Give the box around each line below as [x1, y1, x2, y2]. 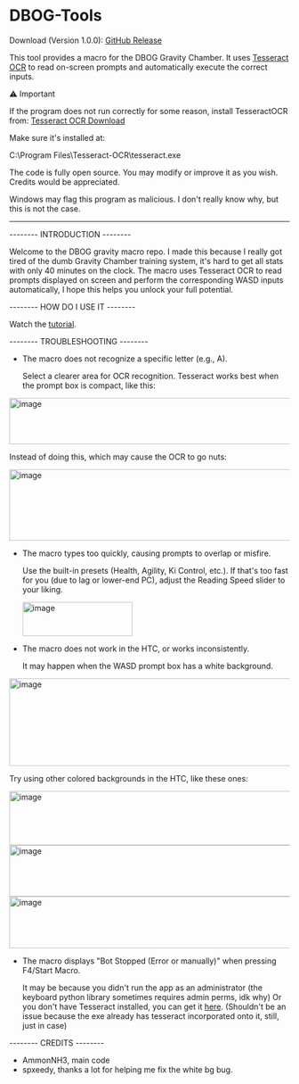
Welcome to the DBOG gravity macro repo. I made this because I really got [9, 246, 283, 257]
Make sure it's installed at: [9, 132, 105, 143]
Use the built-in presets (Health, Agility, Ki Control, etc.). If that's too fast [21, 565, 289, 575]
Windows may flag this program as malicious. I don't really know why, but [9, 194, 279, 204]
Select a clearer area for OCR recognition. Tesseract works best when [21, 370, 279, 381]
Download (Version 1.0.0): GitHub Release [9, 35, 163, 46]
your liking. [21, 583, 64, 594]
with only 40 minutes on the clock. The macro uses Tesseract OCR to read [9, 265, 282, 276]
